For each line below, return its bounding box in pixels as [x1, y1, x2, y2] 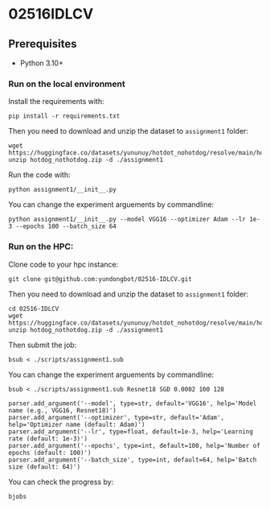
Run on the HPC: [8, 241, 74, 252]
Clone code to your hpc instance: [8, 259, 119, 269]
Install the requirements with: [8, 97, 104, 106]
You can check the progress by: [8, 477, 114, 486]
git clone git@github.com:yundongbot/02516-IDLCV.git [8, 275, 193, 283]
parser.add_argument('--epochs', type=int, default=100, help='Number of [8, 441, 261, 449]
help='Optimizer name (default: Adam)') [8, 420, 146, 428]
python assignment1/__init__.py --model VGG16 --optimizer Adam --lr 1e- [8, 215, 261, 224]
